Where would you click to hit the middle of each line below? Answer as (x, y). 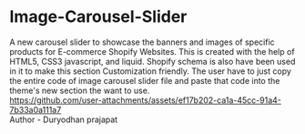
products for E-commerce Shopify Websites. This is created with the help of (152, 51)
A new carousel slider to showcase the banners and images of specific (142, 42)
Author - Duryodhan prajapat (64, 119)
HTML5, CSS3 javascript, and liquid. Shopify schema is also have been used (152, 61)
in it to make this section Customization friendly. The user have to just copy (150, 71)
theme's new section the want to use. (80, 90)
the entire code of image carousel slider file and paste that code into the (145, 80)
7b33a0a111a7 (36, 109)
